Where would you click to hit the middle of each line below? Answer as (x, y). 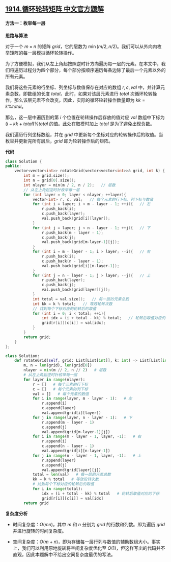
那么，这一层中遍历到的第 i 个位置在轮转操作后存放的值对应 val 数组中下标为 (85, 117)
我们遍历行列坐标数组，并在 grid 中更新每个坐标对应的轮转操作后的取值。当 (84, 134)
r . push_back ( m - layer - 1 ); (72, 232)
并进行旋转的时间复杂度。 (39, 531)
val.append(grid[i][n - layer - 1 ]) (76, 451)
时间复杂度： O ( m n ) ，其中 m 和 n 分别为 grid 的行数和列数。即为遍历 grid (89, 524)
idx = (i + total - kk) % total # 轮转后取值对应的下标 (101, 494)
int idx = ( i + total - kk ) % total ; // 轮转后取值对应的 (104, 318)
